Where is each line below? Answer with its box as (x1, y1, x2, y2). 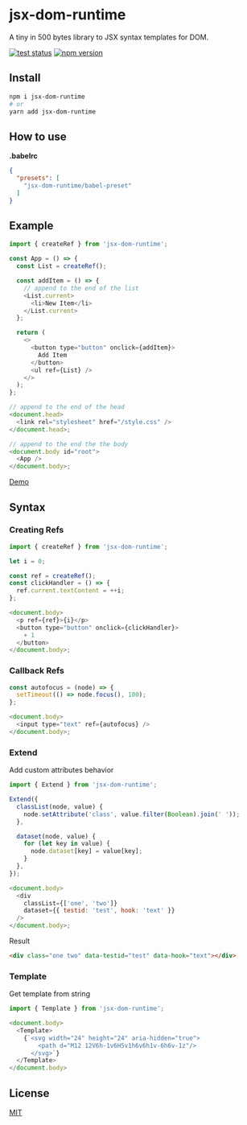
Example (9, 219, 54, 233)
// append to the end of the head (9, 403, 126, 411)
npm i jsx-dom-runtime (9, 93, 85, 101)
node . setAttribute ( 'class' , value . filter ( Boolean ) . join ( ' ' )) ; (23, 810, 241, 818)
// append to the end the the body (9, 440, 129, 448)
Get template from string (9, 989, 91, 999)
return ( (16, 328, 46, 337)
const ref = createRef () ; (9, 571, 96, 580)
